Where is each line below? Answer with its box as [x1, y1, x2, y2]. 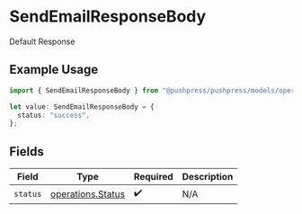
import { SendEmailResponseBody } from [9, 85, 159, 95]
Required [133, 171, 173, 183]
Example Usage [9, 62, 99, 77]
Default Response [9, 36, 75, 47]
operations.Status [50, 187, 126, 200]
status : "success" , [17, 111, 91, 120]
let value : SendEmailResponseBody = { [9, 102, 155, 111]
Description [182, 171, 234, 183]
